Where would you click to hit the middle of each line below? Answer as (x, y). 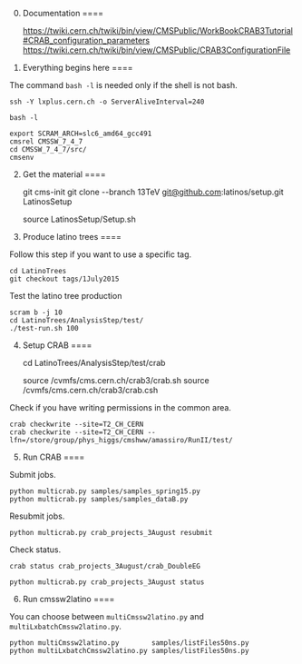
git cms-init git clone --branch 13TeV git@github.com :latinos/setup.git (153, 192)
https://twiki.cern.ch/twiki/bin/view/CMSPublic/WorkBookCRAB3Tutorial (157, 30)
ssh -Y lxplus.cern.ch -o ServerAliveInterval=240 (107, 102)
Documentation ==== (63, 13)
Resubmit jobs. (37, 516)
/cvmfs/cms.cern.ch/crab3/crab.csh (90, 390)
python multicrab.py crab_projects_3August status (107, 582)
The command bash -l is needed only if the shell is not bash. (123, 85)
